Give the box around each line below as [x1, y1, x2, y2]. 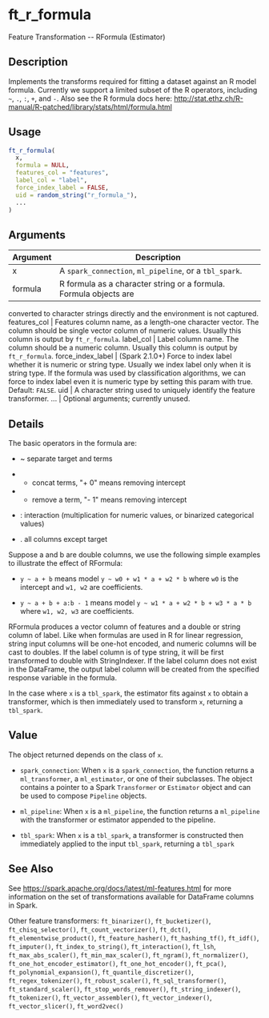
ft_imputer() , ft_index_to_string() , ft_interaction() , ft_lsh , [8, 941, 216, 951]
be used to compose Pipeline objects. [19, 791, 147, 800]
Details [8, 417, 44, 431]
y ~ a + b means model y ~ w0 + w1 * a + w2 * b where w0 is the [19, 574, 239, 583]
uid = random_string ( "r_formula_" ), [15, 190, 138, 199]
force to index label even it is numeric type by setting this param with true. [8, 377, 254, 387]
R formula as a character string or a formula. [59, 279, 226, 290]
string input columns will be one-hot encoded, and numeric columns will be [8, 639, 257, 649]
